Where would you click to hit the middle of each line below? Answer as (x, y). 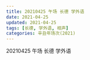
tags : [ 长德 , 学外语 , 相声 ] (37, 28)
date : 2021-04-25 (27, 17)
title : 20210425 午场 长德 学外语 (45, 11)
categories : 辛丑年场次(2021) (41, 34)
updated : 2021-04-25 (31, 22)
